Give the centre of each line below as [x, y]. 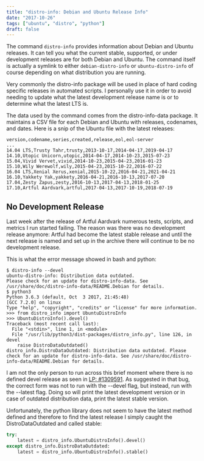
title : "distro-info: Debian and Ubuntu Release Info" [77, 12]
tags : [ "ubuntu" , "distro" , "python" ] [55, 23]
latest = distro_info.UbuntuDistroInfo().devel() [82, 440]
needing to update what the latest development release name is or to [93, 97]
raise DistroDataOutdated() [53, 345]
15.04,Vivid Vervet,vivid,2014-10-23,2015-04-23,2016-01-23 [84, 161]
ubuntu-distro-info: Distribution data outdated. [71, 276]
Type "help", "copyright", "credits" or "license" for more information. [102, 308]
